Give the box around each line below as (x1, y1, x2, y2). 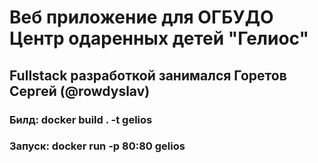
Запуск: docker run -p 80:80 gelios (9, 139, 186, 153)
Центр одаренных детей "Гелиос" (9, 27, 309, 50)
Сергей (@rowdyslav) (9, 82, 151, 100)
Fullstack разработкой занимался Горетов (9, 67, 287, 84)
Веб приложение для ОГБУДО (9, 6, 274, 29)
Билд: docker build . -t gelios (9, 112, 153, 126)
